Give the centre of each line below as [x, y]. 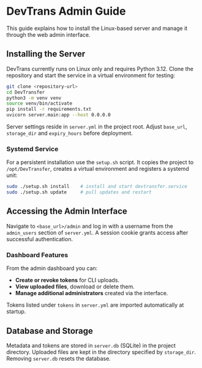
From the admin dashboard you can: [52, 268]
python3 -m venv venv [34, 98]
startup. [16, 312]
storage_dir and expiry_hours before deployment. [70, 133]
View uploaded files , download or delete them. [75, 287]
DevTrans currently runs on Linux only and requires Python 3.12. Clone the [100, 69]
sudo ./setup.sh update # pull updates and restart [79, 192]
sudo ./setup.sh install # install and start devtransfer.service [97, 187]
